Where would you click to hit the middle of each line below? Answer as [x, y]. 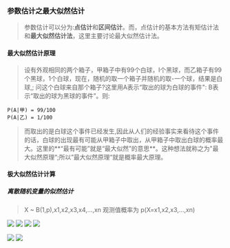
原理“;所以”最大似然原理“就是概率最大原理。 [105, 157]
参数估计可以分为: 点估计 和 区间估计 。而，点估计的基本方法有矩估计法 [121, 27]
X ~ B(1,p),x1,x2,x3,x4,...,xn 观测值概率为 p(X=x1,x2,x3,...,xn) [109, 210]
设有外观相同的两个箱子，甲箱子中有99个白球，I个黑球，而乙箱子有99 [123, 70]
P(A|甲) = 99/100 [32, 110]
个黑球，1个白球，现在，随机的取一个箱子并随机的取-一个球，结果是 [120, 78]
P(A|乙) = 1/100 [30, 117]
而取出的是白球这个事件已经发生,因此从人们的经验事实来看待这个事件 [121, 131]
